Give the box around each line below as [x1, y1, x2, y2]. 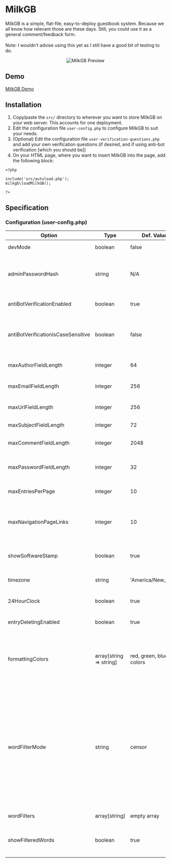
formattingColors [8, 655, 49, 663]
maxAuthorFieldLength [8, 362, 63, 369]
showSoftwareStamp [8, 552, 58, 560]
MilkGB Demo [5, 86, 34, 92]
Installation [5, 100, 42, 109]
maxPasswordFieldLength [8, 464, 70, 471]
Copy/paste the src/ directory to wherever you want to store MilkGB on [12, 114, 162, 120]
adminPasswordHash [8, 270, 59, 277]
